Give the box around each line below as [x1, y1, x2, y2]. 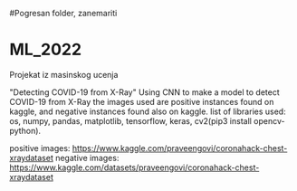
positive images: [9, 142, 71, 153]
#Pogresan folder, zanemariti [9, 8, 118, 18]
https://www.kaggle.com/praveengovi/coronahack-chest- [72, 142, 288, 153]
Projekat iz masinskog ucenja [9, 69, 119, 80]
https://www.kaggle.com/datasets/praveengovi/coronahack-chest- [9, 162, 260, 173]
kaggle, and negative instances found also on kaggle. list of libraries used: [9, 106, 287, 117]
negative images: [55, 152, 120, 163]
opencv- [253, 115, 285, 126]
